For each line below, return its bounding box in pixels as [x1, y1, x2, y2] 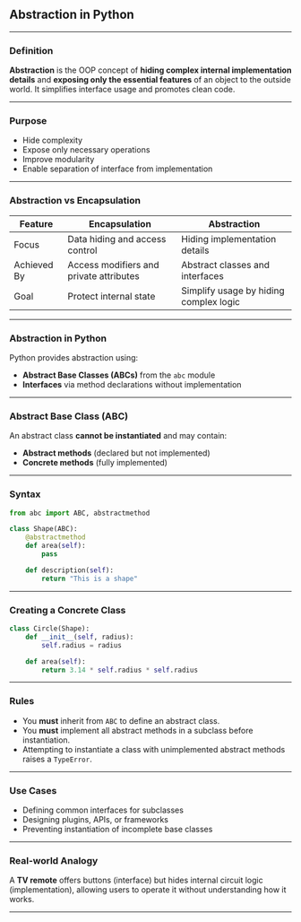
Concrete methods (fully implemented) [21, 457, 168, 468]
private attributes [67, 269, 141, 282]
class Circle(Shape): [9, 624, 90, 633]
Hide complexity [21, 135, 83, 146]
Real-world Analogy [9, 854, 99, 866]
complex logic [181, 295, 240, 308]
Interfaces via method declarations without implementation [21, 379, 242, 389]
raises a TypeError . [21, 753, 92, 764]
